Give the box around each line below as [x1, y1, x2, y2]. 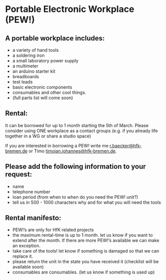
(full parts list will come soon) [12, 95, 73, 101]
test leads [12, 79, 33, 85]
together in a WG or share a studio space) [5, 133, 91, 139]
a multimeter [12, 63, 39, 69]
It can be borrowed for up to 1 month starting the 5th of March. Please [5, 122, 149, 128]
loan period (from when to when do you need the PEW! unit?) [12, 194, 139, 200]
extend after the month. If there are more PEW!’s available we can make [12, 238, 160, 244]
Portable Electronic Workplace [5, 3, 135, 15]
